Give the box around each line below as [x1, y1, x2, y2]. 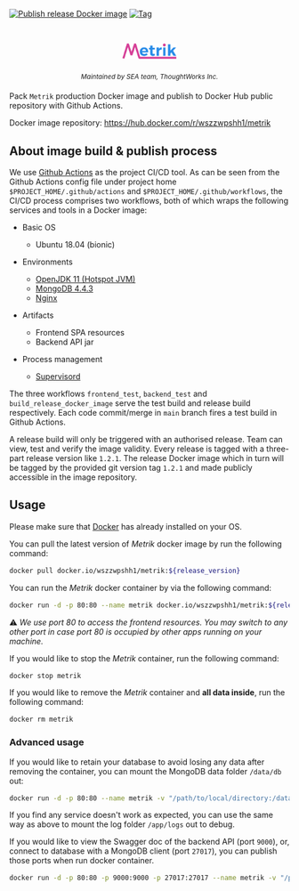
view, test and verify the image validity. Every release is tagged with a [9, 443, 265, 454]
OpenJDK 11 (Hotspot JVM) [35, 274, 136, 284]
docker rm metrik [9, 715, 74, 725]
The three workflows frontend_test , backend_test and [9, 388, 207, 399]
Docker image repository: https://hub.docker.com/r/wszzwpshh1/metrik [9, 117, 271, 128]
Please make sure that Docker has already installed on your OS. [9, 521, 243, 531]
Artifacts [21, 310, 54, 320]
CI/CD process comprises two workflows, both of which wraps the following [9, 196, 289, 206]
